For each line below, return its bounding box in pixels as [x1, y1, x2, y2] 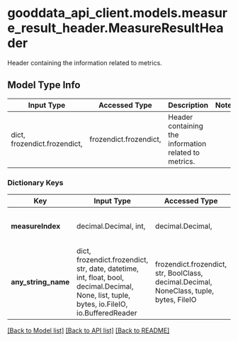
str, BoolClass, [154, 268, 203, 278]
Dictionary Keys [7, 177, 64, 187]
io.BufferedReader [76, 308, 137, 318]
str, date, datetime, [76, 264, 140, 274]
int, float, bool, [76, 273, 124, 283]
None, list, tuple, [76, 291, 131, 301]
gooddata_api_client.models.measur [7, 5, 228, 21]
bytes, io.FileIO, [76, 299, 128, 309]
